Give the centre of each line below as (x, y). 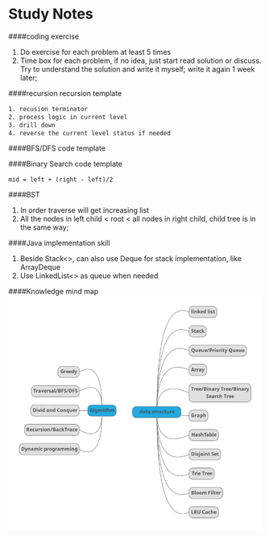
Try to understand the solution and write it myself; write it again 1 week (137, 69)
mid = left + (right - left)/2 (61, 179)
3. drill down (32, 125)
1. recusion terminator (48, 109)
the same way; (44, 227)
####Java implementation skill (59, 243)
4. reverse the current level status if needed (90, 133)
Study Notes (51, 14)
